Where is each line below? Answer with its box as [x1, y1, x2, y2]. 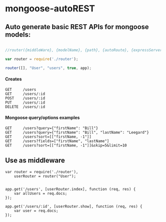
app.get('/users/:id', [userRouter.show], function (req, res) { [5, 204, 142, 209]
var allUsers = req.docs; [14, 191, 68, 196]
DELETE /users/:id [5, 104, 45, 109]
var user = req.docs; [14, 208, 58, 213]
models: [5, 30, 31, 38]
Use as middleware [5, 156, 65, 165]
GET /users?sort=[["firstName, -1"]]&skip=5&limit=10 [5, 143, 127, 148]
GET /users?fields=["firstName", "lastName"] [5, 139, 110, 144]
